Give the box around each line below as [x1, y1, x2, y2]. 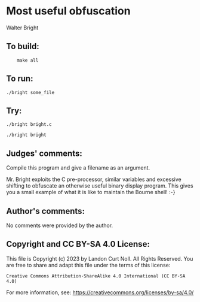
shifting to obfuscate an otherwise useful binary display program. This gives [6, 182, 193, 189]
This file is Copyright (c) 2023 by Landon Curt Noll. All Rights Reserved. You [6, 255, 193, 262]
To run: [6, 74, 33, 84]
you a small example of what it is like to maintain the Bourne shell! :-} [6, 189, 176, 196]
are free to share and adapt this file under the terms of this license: [6, 261, 171, 268]
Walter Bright [6, 24, 39, 31]
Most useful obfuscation [6, 4, 131, 18]
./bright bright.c [6, 122, 52, 128]
